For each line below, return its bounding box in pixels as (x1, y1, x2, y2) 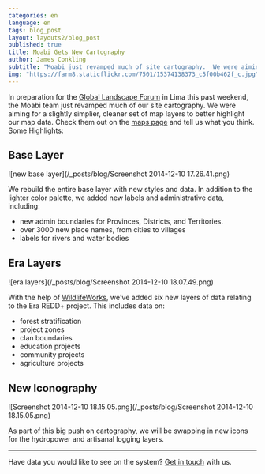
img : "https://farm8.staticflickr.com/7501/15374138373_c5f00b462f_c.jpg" (8, 70, 259, 78)
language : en (8, 19, 51, 27)
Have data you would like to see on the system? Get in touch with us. (8, 457, 232, 467)
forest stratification (19, 317, 82, 326)
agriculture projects (19, 359, 84, 368)
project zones (19, 325, 65, 334)
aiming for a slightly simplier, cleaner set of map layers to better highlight (8, 108, 245, 118)
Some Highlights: (8, 126, 64, 135)
